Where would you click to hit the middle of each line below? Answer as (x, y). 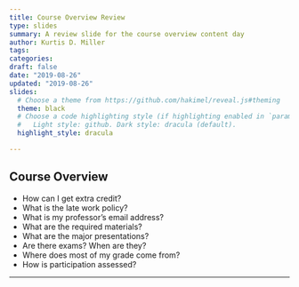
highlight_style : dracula (65, 133)
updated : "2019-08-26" (51, 84)
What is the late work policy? (75, 207)
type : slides (33, 26)
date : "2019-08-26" (45, 76)
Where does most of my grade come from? (101, 255)
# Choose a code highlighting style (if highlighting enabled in (141, 116)
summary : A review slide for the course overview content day (127, 34)
